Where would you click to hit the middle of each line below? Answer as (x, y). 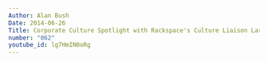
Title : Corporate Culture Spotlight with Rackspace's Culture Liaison (128, 30)
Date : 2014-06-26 (37, 23)
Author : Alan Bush (39, 15)
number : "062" (32, 38)
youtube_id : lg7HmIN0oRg (49, 45)
